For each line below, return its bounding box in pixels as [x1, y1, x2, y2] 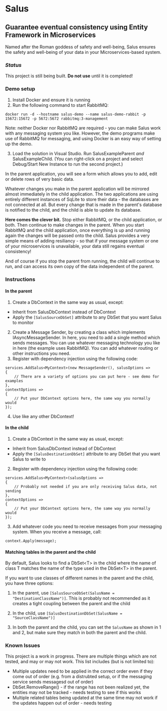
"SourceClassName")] [12, 616, 55, 621]
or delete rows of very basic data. [5, 176, 75, 182]
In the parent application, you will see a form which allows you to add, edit [5, 171, 158, 177]
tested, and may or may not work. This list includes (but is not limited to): [5, 659, 155, 665]
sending [5, 488, 21, 493]
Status [5, 61, 22, 68]
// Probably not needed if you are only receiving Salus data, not [14, 484, 157, 489]
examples [5, 378, 23, 383]
